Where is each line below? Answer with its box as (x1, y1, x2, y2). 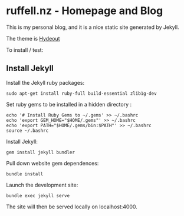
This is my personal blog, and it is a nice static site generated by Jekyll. (6, 24, 179, 31)
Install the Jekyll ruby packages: (6, 79, 85, 86)
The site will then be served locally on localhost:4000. (6, 203, 137, 210)
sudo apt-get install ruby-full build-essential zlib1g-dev (6, 90, 157, 97)
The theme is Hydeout (6, 35, 60, 42)
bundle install (6, 171, 44, 177)
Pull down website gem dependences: (6, 159, 99, 167)
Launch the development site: (6, 181, 78, 188)
